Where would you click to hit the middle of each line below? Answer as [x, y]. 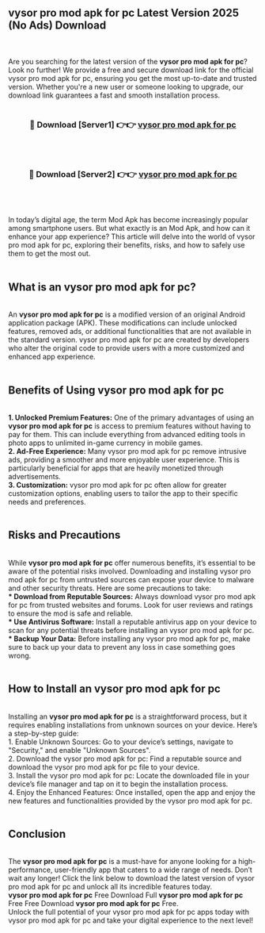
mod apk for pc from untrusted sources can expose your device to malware [131, 579]
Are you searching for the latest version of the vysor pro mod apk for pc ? [128, 61]
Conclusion [37, 834]
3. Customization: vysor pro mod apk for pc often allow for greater [117, 485]
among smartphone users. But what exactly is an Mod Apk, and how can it [129, 228]
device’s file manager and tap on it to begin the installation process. [118, 784]
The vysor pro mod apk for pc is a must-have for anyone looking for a [123, 862]
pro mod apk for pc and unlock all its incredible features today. [110, 887]
